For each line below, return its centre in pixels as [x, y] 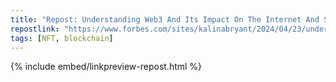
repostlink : [35, 29]
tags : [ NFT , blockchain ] [62, 38]
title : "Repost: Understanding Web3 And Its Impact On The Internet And [165, 19]
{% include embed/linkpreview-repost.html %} [106, 67]
